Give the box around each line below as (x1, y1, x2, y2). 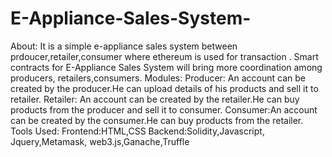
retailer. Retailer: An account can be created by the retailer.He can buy (10, 93, 300, 105)
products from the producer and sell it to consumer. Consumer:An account (10, 103, 318, 116)
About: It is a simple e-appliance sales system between (10, 40, 238, 52)
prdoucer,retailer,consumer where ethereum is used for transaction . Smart (10, 50, 319, 62)
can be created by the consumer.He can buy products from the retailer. (10, 114, 304, 126)
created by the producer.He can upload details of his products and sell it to (10, 82, 319, 94)
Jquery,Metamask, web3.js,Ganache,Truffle (10, 135, 190, 147)
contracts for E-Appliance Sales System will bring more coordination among (10, 61, 323, 73)
